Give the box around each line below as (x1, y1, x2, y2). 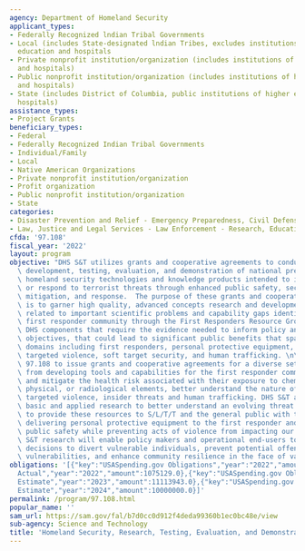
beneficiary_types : (9, 123, 84, 133)
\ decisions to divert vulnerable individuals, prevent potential (17, 444, 274, 453)
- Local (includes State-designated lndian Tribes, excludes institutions (9, 38, 299, 48)
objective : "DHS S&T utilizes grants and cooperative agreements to (9, 258, 274, 268)
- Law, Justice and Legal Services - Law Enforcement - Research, (9, 224, 266, 233)
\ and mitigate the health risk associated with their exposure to (17, 376, 279, 386)
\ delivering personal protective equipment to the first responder (17, 418, 282, 428)
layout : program (9, 250, 71, 259)
